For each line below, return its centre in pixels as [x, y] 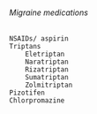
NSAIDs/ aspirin [39, 39]
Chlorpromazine [37, 101]
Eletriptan [45, 54]
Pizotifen [27, 93]
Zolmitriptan [49, 85]
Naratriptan [47, 62]
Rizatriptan [47, 70]
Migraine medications [48, 12]
